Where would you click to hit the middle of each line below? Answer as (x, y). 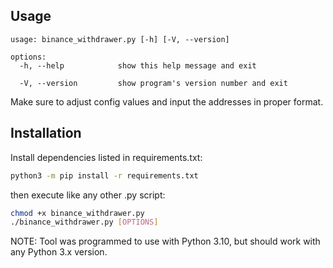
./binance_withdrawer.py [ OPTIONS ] (84, 222)
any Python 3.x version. (59, 252)
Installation (46, 133)
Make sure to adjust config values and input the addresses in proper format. (167, 101)
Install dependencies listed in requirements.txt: (106, 157)
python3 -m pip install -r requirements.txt (104, 175)
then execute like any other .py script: (88, 195)
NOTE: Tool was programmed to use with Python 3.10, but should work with (165, 241)
